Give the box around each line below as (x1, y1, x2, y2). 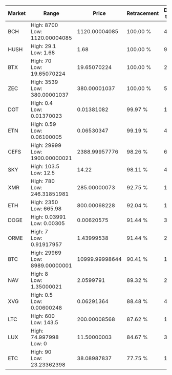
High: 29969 (30, 249, 61, 256)
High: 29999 (30, 142, 61, 149)
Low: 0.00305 (30, 220, 65, 227)
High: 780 (30, 178, 55, 185)
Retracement (126, 10, 159, 17)
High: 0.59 (30, 121, 56, 127)
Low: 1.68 (30, 49, 55, 56)
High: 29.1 (30, 43, 56, 50)
